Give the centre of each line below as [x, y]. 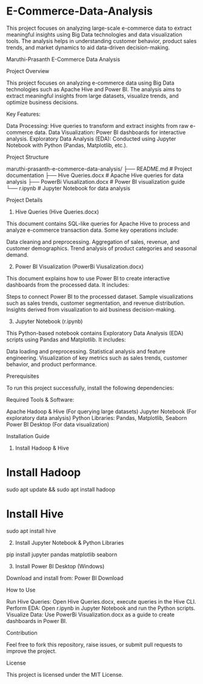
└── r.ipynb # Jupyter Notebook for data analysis [68, 188]
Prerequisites [23, 376]
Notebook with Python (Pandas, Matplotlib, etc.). [67, 145]
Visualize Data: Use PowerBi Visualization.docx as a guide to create [91, 614]
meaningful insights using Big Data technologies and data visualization [95, 34]
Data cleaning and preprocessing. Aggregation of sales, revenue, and [93, 242]
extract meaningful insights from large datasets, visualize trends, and [92, 96]
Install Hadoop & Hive [42, 448]
